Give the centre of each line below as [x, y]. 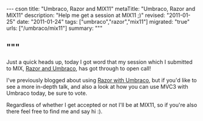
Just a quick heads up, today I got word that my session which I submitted [100, 62]
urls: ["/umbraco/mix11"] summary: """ [55, 28]
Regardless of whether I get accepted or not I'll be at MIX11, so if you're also [102, 105]
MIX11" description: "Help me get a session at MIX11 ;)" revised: [86, 15]
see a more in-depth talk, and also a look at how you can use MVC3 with [97, 86]
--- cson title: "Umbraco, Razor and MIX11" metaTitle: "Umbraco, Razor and [101, 9]
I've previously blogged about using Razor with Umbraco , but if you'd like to [101, 80]
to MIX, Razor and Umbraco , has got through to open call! [79, 68]
